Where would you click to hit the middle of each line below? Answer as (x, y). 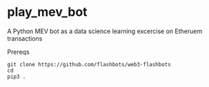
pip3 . (17, 77)
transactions (25, 38)
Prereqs (18, 52)
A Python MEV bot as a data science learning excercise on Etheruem (105, 31)
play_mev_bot (47, 12)
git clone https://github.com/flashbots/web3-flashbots (89, 64)
